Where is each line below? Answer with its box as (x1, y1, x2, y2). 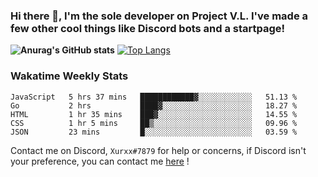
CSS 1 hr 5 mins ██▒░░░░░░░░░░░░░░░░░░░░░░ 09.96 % (10, 118, 298, 128)
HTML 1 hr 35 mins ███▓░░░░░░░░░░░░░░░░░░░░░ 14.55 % (10, 109, 298, 119)
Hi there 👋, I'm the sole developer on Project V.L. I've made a (10, 9, 309, 23)
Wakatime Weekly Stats (10, 69, 129, 83)
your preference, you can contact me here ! (10, 155, 190, 167)
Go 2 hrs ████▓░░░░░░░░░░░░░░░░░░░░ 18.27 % (10, 100, 298, 111)
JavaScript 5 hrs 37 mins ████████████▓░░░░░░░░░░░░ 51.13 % (10, 92, 298, 102)
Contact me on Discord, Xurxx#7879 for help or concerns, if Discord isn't (10, 144, 307, 156)
